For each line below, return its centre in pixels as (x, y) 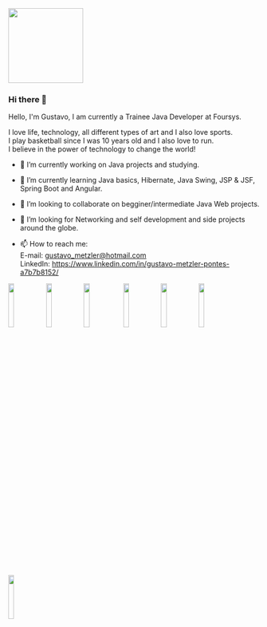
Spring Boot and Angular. (61, 189)
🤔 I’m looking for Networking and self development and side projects (132, 219)
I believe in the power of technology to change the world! (102, 149)
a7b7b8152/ (39, 272)
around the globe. (49, 228)
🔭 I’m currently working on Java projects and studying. (110, 165)
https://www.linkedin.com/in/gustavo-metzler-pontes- (140, 264)
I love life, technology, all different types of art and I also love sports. (121, 132)
